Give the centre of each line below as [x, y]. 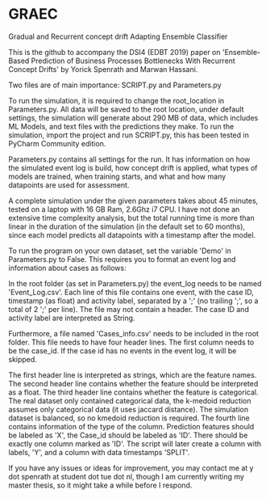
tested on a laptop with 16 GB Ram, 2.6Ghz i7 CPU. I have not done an [124, 209]
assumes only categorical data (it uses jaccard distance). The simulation [128, 409]
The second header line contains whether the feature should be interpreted [133, 383]
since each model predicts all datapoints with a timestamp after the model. [132, 234]
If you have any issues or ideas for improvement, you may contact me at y [131, 468]
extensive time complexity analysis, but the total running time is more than [132, 217]
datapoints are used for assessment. [69, 185]
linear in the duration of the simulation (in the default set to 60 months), [127, 226]
